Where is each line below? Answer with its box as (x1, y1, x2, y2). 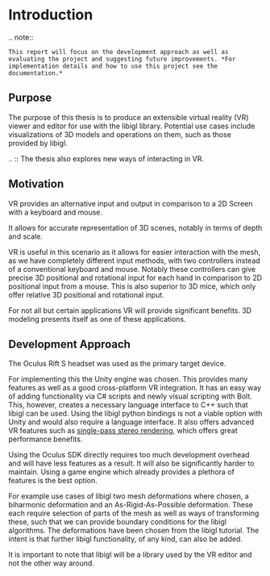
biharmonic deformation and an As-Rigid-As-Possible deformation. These (8, 500, 254, 510)
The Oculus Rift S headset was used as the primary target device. (8, 359, 226, 369)
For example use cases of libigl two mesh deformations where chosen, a (8, 491, 249, 501)
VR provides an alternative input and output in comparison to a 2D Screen (8, 198, 253, 208)
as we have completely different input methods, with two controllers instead (8, 256, 260, 265)
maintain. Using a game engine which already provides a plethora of (8, 467, 235, 477)
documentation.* (8, 69, 63, 77)
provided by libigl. (8, 138, 69, 148)
